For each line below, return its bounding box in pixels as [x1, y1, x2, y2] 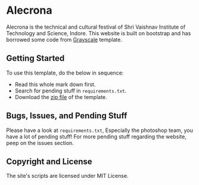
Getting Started [6, 53, 65, 63]
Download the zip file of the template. [14, 93, 107, 100]
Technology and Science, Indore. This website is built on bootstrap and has [6, 29, 191, 36]
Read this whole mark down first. [14, 81, 96, 88]
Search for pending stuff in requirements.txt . [14, 87, 127, 94]
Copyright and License [6, 156, 92, 166]
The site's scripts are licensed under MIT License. [6, 172, 129, 180]
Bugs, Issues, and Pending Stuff [6, 111, 128, 121]
